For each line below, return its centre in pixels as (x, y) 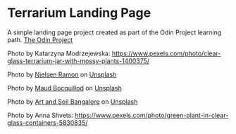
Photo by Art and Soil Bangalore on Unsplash (73, 101)
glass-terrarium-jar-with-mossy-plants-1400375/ (79, 60)
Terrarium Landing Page (79, 13)
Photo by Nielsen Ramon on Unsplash (62, 74)
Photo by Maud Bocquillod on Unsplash (64, 88)
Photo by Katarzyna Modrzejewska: (59, 53)
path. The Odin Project (40, 39)
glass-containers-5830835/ (48, 122)
